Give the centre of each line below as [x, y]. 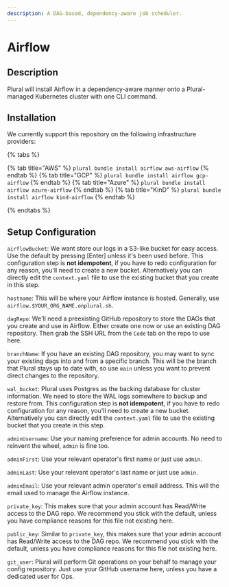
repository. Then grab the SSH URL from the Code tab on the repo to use [109, 334]
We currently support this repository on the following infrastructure [102, 134]
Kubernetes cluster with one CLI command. [96, 96]
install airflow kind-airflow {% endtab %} [71, 197]
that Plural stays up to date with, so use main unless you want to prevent [109, 369]
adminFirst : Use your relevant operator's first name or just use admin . [105, 459]
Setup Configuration [52, 232]
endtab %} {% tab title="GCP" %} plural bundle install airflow [100, 175]
